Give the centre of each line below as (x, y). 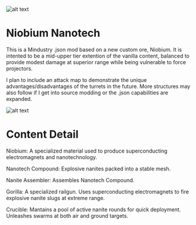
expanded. (19, 99)
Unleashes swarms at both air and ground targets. (67, 216)
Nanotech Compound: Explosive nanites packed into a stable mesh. (89, 169)
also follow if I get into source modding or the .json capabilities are (87, 93)
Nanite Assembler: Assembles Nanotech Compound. (70, 180)
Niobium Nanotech (53, 33)
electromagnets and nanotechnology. (52, 157)
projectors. (20, 68)
